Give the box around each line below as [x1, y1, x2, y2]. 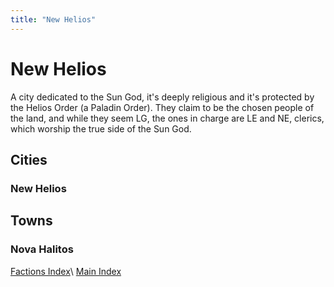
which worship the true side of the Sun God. [10, 122, 192, 135]
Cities [10, 151, 48, 168]
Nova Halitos [10, 242, 74, 256]
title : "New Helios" [10, 14, 97, 25]
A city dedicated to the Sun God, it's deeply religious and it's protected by [10, 91, 315, 103]
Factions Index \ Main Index [10, 265, 122, 277]
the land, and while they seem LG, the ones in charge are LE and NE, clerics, [10, 112, 325, 124]
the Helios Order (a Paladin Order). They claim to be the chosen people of [10, 101, 315, 113]
